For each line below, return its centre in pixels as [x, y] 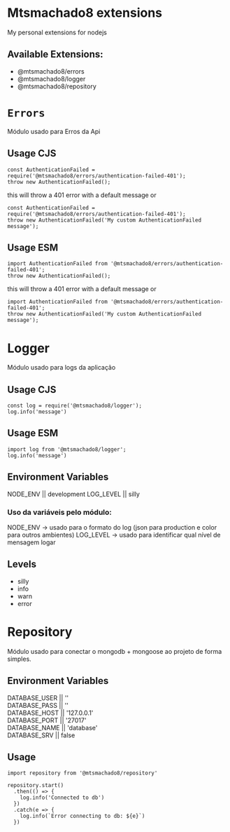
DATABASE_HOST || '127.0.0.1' [50, 713]
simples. [19, 659]
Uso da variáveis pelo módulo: [59, 512]
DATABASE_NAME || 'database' [52, 727]
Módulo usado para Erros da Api [54, 131]
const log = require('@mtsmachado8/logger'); [74, 406]
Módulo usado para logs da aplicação [62, 368]
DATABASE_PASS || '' [38, 705]
